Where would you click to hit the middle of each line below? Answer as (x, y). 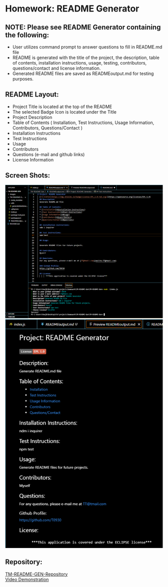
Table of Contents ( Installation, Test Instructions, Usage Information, (83, 122)
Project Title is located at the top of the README (62, 106)
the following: (27, 35)
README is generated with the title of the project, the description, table (86, 57)
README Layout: (32, 95)
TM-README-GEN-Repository (36, 574)
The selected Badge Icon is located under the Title (64, 112)
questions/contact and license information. (56, 68)
